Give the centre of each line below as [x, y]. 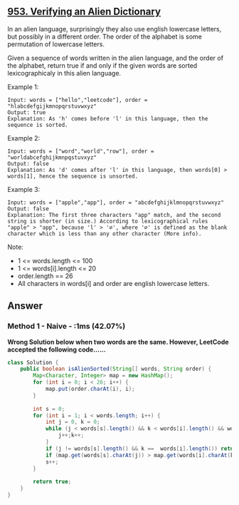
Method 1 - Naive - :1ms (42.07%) [67, 326]
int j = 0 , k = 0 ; [73, 422]
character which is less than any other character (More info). [105, 234]
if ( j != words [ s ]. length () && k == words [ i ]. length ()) [132, 449]
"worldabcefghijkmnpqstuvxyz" [52, 157]
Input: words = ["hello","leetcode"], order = [78, 100]
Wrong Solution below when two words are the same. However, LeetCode [118, 342]
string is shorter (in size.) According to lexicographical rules [108, 221]
